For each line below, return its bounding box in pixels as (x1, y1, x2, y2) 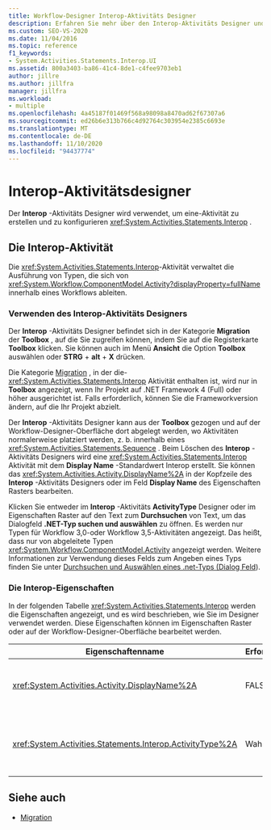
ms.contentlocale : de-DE (8, 132, 92, 140)
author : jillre (8, 72, 60, 80)
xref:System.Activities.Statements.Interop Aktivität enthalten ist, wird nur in (8, 377, 258, 386)
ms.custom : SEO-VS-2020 (8, 27, 89, 35)
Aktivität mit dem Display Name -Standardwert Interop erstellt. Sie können (8, 461, 256, 470)
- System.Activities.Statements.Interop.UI (8, 57, 157, 65)
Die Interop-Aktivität (8, 240, 114, 255)
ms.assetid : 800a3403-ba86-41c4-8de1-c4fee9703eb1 (8, 65, 182, 73)
